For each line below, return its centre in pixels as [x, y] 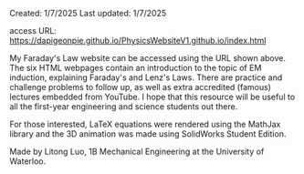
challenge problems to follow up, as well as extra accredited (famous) [141, 87]
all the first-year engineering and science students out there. [124, 107]
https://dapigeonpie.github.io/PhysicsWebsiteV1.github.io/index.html [138, 41]
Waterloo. [28, 161]
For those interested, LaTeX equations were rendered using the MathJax [145, 124]
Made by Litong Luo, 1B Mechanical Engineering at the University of [137, 151]
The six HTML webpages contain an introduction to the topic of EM [136, 68]
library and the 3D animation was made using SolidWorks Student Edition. [148, 134]
